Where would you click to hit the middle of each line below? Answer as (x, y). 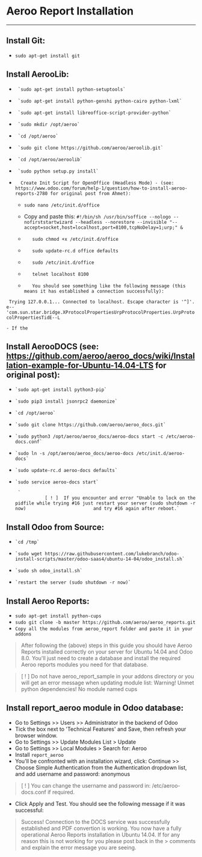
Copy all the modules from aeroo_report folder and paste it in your (104, 629)
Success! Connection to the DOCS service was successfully (95, 821)
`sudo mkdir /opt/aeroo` (49, 124)
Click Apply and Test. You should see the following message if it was (100, 803)
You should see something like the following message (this (109, 286)
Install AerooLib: (38, 75)
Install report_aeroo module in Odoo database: (95, 708)
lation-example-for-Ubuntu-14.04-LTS (80, 365)
